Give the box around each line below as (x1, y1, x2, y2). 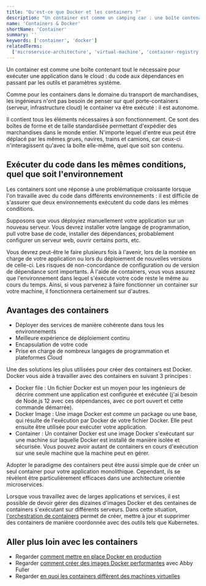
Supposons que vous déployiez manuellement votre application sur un (6, 217, 184, 224)
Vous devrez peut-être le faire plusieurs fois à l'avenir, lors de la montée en (6, 248, 196, 255)
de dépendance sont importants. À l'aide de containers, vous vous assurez (6, 268, 196, 275)
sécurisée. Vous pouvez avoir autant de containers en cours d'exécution (15, 443, 198, 450)
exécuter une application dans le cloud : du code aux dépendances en (6, 72, 184, 80)
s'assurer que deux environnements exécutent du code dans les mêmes (6, 198, 189, 206)
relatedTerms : (6, 44, 43, 50)
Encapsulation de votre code (15, 341, 88, 349)
